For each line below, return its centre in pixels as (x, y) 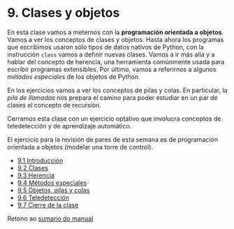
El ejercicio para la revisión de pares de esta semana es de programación (113, 139)
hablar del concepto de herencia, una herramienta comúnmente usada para (116, 61)
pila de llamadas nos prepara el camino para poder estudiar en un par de (112, 97)
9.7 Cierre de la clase (48, 205)
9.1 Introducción (40, 160)
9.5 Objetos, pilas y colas (53, 190)
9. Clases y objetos (64, 13)
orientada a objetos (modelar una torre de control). (80, 147)
